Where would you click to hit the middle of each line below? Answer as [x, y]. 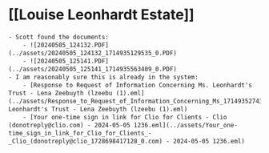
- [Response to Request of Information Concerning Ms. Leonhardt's [137, 85]
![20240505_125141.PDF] [69, 61]
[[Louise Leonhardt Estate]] [101, 15]
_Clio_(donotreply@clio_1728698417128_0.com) [85, 141]
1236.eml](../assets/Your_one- [186, 125]
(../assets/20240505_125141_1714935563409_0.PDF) [93, 69]
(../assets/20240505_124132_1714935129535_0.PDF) [93, 53]
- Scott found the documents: [59, 37]
